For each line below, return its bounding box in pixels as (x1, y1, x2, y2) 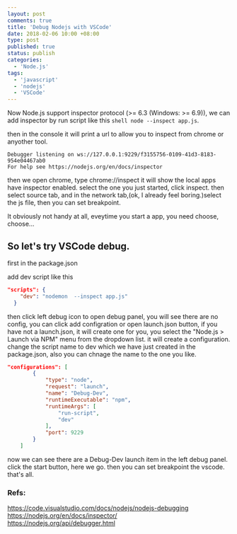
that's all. (7, 470, 34, 478)
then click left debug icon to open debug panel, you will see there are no (7, 312, 219, 320)
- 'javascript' (13, 76, 59, 83)
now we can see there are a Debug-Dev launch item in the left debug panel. (7, 455, 228, 463)
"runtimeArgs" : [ (45, 402, 97, 410)
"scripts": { (7, 286, 46, 294)
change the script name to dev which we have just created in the (7, 342, 196, 351)
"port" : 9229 (45, 429, 83, 436)
